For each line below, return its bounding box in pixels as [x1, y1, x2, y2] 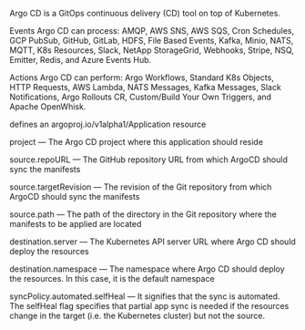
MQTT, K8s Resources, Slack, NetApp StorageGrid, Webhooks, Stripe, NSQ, [9, 45, 294, 56]
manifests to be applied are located [9, 219, 142, 229]
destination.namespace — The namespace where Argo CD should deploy [9, 263, 285, 274]
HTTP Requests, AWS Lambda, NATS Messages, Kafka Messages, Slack [9, 82, 282, 92]
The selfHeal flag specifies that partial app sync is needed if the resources [9, 301, 290, 311]
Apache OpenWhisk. [9, 101, 86, 112]
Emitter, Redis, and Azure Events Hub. [9, 55, 152, 65]
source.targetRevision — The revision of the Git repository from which [9, 181, 272, 192]
